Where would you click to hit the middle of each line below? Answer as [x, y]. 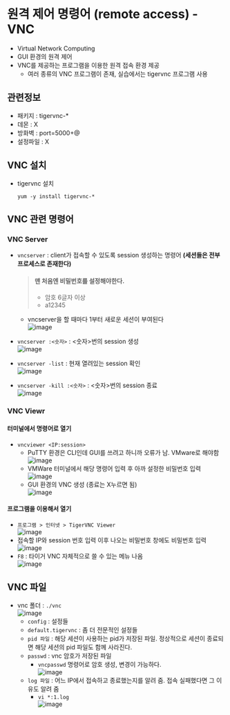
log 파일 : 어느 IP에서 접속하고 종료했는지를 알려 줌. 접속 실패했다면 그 [121, 680]
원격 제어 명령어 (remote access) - [103, 14]
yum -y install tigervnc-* [56, 196]
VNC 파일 [27, 587]
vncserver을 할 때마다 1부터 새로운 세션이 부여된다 [96, 320]
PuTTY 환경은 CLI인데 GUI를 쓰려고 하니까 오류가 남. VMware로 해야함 [123, 452]
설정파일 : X [33, 141]
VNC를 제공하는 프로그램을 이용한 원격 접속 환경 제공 [88, 65]
